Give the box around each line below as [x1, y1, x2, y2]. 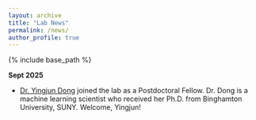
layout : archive [8, 11, 62, 20]
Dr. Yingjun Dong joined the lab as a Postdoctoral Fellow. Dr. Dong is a [19, 86, 248, 96]
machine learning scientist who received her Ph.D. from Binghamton [19, 94, 243, 103]
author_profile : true [8, 33, 80, 42]
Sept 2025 [8, 70, 44, 80]
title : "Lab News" [8, 19, 69, 27]
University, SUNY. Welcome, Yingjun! [19, 103, 141, 112]
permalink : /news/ [8, 26, 69, 34]
